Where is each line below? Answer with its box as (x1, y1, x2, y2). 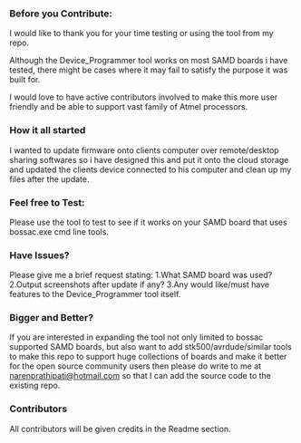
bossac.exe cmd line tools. (9, 226, 109, 237)
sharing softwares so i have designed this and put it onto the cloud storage (9, 154, 289, 165)
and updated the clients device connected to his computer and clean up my (9, 164, 292, 175)
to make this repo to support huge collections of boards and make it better (9, 352, 287, 362)
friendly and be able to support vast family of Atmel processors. (9, 101, 248, 112)
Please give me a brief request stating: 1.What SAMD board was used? (9, 270, 273, 281)
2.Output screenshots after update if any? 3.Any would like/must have (9, 279, 270, 290)
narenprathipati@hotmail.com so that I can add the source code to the (9, 371, 272, 381)
